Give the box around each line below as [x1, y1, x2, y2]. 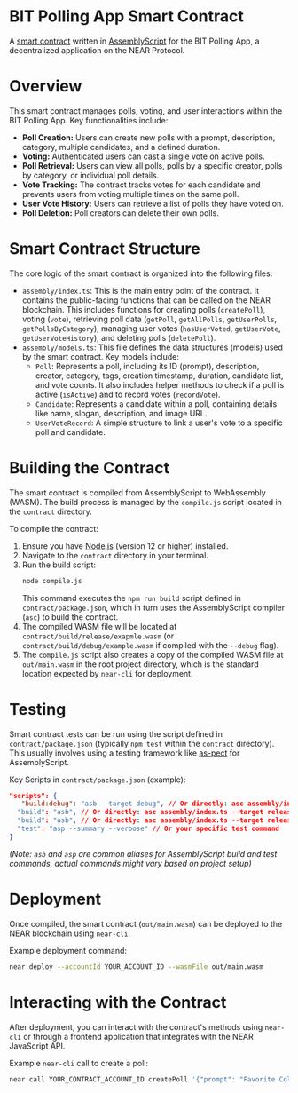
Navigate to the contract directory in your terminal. [21, 550, 208, 560]
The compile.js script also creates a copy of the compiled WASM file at [21, 649, 284, 660]
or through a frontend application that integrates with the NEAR [23, 1031, 255, 1042]
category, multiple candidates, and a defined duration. [21, 141, 221, 152]
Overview [9, 76, 82, 97]
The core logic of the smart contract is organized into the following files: [9, 268, 273, 279]
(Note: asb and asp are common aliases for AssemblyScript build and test [9, 848, 278, 859]
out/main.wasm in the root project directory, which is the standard [21, 659, 259, 669]
